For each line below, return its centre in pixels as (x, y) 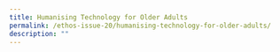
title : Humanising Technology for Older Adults (99, 17)
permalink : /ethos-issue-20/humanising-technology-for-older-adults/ (140, 26)
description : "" (39, 33)
